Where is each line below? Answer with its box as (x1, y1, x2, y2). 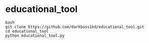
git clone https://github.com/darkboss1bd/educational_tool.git (5, 24, 144, 29)
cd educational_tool (5, 28, 49, 33)
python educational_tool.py (5, 33, 65, 38)
